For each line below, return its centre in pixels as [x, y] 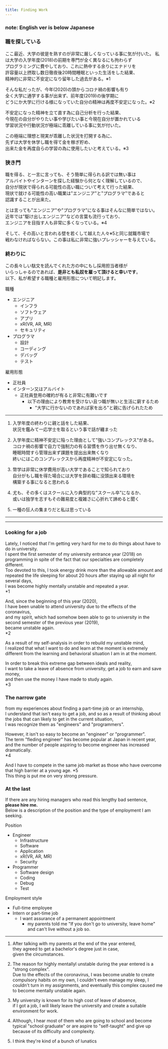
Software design [37, 872]
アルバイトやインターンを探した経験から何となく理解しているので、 [75, 181]
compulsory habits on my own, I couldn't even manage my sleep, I [80, 980]
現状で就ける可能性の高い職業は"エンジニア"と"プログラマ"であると [75, 193]
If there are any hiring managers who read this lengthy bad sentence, [76, 800]
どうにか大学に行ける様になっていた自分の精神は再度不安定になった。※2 [80, 102]
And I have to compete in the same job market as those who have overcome [83, 765]
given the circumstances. [38, 954]
